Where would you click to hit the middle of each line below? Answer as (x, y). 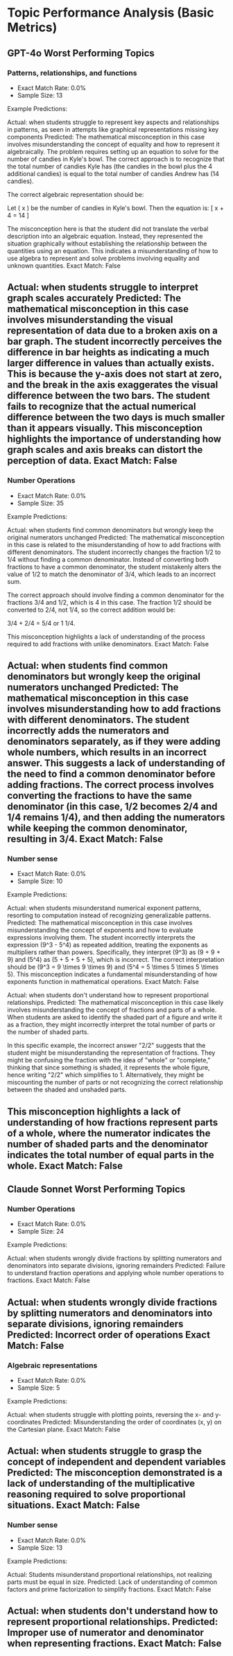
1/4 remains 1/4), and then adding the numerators (116, 817)
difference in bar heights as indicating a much (108, 353)
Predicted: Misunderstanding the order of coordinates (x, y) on (132, 1422)
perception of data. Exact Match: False (93, 461)
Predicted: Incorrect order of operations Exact (109, 1335)
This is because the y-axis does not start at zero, (115, 374)
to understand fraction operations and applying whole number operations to (115, 1273)
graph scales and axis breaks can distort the (105, 450)
